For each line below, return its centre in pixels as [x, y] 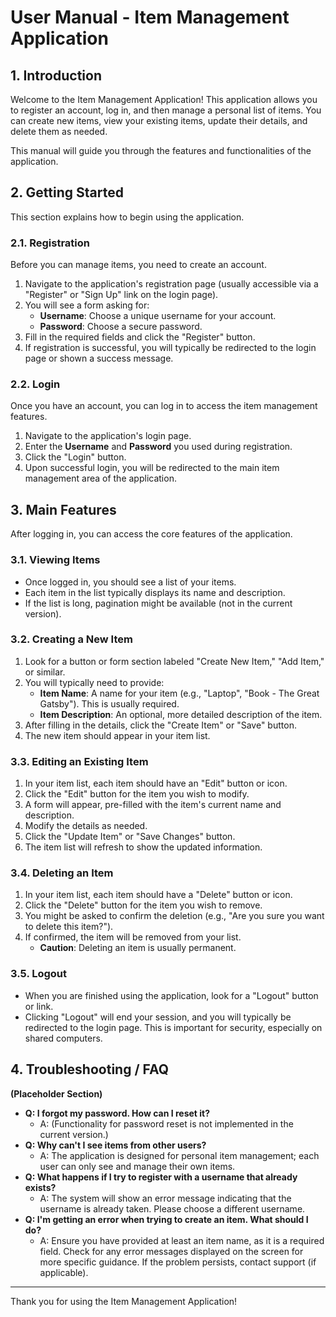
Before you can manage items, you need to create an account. [138, 265]
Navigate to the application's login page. [108, 436]
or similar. [45, 672]
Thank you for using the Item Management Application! [124, 1301]
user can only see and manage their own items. [137, 1166]
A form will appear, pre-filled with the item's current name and [153, 805]
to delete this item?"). [69, 927]
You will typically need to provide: [94, 682]
